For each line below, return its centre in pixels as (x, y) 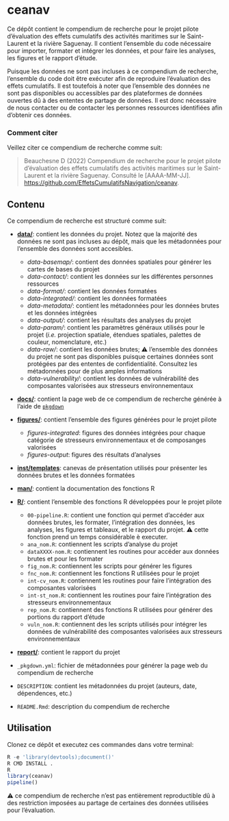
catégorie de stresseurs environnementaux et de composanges (117, 440)
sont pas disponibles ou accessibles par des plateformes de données (105, 93)
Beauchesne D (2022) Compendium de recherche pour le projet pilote (122, 161)
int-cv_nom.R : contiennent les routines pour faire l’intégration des (119, 580)
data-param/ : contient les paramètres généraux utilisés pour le (116, 328)
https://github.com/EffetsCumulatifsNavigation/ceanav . (102, 183)
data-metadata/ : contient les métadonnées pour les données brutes (123, 306)
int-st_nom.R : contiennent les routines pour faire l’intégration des (119, 596)
